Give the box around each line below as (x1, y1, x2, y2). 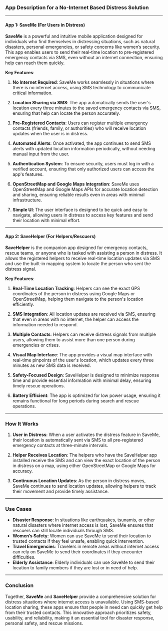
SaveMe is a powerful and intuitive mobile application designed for (5, 33, 143, 39)
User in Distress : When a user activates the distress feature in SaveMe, (12, 432, 160, 438)
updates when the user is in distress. (12, 130, 88, 136)
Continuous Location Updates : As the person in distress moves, (12, 478, 146, 484)
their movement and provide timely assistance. (12, 488, 109, 494)
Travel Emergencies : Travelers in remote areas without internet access (12, 543, 159, 550)
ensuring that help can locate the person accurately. (12, 110, 120, 116)
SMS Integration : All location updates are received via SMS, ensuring (12, 311, 156, 317)
